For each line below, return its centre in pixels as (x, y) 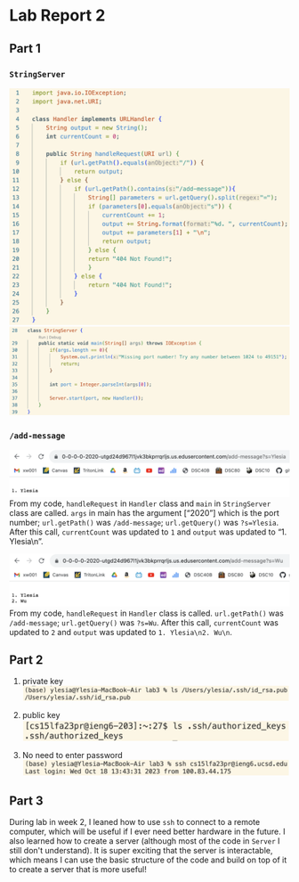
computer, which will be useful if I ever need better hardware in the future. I (147, 831)
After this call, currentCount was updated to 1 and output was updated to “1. (148, 532)
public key (41, 715)
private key (43, 682)
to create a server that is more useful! (78, 869)
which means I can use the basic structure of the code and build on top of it (148, 860)
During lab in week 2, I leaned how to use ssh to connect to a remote (135, 822)
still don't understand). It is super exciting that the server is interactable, (141, 850)
